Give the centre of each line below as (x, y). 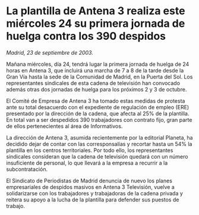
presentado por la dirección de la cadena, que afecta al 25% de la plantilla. (98, 113)
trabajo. (16, 205)
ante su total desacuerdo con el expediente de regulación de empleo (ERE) (98, 107)
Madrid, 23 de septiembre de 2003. (50, 52)
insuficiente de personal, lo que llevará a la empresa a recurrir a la (87, 163)
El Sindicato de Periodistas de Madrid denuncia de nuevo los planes (89, 181)
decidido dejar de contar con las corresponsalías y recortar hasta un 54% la (99, 144)
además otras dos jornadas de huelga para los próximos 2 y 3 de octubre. (97, 89)
